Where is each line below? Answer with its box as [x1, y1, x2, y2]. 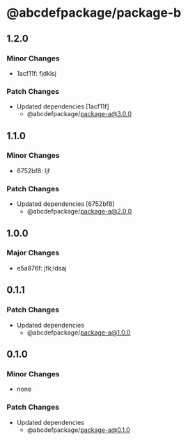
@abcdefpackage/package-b [6, 5, 182, 21]
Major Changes [6, 248, 60, 258]
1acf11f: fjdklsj [16, 69, 57, 77]
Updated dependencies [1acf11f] [16, 102, 109, 111]
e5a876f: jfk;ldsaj [16, 264, 67, 272]
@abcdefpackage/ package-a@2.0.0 [26, 207, 132, 216]
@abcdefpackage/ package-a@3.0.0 [26, 110, 132, 118]
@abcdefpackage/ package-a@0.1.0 [26, 426, 130, 434]
